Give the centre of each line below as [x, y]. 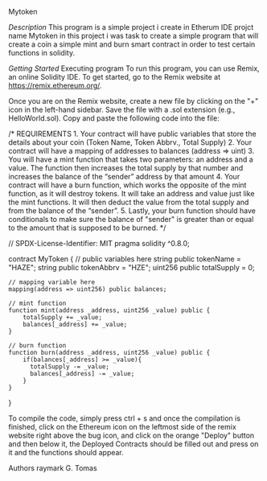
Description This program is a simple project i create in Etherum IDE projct [131, 27]
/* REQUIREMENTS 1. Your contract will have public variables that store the [132, 134]
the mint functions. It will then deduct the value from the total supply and [129, 202]
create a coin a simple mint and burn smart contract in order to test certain [132, 44]
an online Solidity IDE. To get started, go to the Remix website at [115, 77]
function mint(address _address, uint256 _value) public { [109, 310]
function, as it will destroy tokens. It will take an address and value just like [131, 193]
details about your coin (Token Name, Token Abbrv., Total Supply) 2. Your [130, 142]
